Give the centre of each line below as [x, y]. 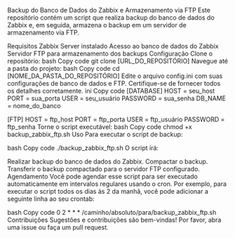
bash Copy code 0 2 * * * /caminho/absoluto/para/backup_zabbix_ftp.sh [112, 212]
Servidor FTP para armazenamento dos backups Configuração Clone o [110, 53]
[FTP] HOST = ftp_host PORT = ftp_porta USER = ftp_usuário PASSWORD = [116, 119]
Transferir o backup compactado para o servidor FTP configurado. [103, 169]
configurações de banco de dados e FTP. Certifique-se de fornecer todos [114, 83]
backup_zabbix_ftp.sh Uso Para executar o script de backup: [95, 134]
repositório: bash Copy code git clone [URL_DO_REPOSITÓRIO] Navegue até [118, 61]
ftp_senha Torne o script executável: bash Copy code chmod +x [100, 127]
